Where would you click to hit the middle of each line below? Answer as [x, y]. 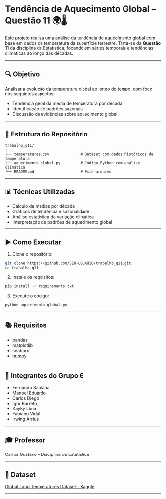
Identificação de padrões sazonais [47, 109]
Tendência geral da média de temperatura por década [67, 103]
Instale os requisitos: [33, 277]
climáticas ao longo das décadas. [39, 53]
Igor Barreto [24, 404]
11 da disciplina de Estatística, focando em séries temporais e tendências [79, 48]
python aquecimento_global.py [36, 305]
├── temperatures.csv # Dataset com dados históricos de [79, 154]
